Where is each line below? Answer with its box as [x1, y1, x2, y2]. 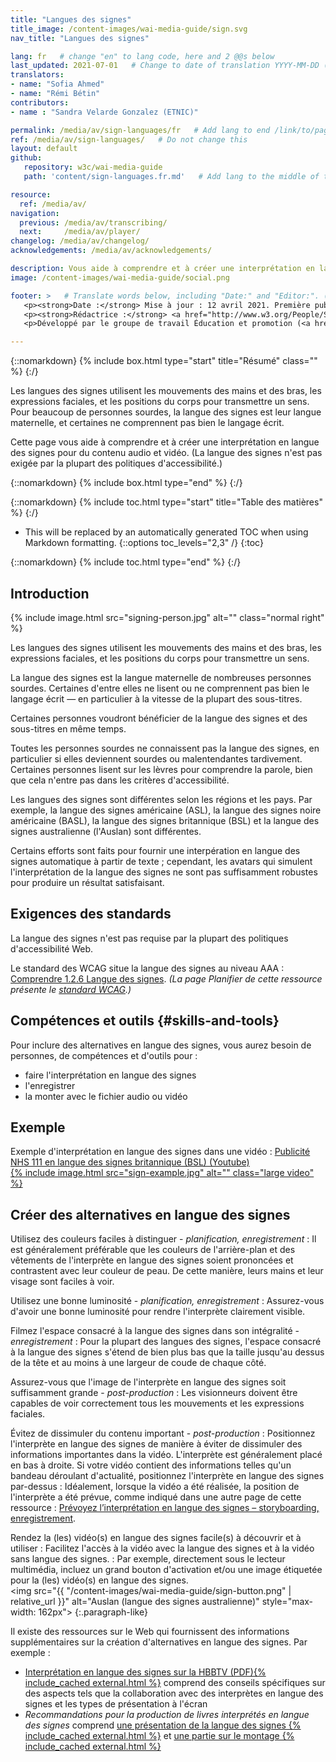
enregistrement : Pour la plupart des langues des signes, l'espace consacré [10, 1336, 322, 1348]
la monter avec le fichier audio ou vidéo [24, 1090, 188, 1102]
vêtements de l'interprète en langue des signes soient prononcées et [10, 1254, 294, 1266]
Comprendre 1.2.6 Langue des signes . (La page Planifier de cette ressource [10, 972, 323, 985]
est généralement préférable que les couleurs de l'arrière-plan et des [10, 1244, 296, 1256]
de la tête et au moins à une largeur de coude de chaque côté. [10, 1357, 267, 1369]
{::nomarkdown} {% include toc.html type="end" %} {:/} [10, 556, 242, 568]
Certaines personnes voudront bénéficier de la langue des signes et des [10, 712, 308, 724]
